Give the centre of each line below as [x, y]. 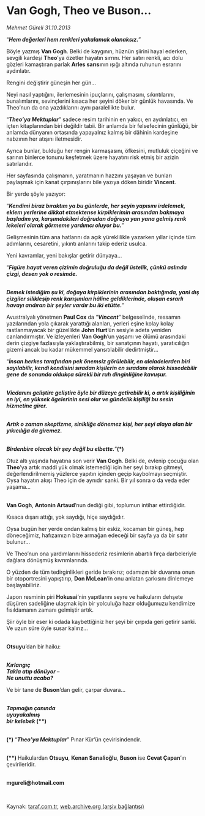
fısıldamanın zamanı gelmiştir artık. [50, 610]
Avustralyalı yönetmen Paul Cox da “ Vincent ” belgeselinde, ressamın [93, 317]
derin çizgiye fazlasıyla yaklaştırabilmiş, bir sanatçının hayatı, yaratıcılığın [98, 343]
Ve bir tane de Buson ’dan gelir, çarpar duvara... [66, 689]
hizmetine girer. [27, 406]
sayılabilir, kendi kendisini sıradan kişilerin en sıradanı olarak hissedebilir [102, 368]
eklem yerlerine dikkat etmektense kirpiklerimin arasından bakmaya [95, 212]
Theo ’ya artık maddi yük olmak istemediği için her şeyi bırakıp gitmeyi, [95, 467]
